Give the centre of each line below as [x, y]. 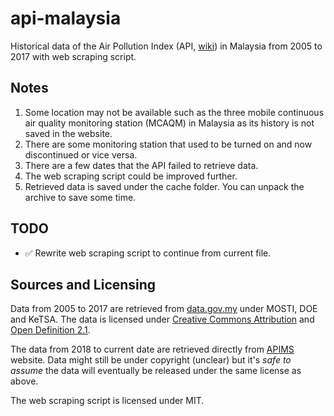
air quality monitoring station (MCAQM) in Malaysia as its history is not [169, 123]
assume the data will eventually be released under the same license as [156, 371]
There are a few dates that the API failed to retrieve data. [141, 165]
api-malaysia [66, 18]
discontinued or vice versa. [81, 154]
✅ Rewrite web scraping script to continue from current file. [148, 253]
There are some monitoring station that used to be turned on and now [168, 144]
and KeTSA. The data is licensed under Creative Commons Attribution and [162, 319]
